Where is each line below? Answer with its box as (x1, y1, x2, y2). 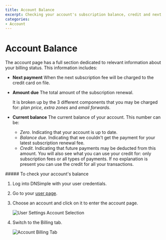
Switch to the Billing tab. (12, 219, 62, 225)
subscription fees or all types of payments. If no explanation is (19, 156, 148, 162)
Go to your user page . (12, 190, 58, 196)
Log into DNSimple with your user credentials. (12, 181, 107, 187)
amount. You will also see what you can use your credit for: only (19, 151, 152, 157)
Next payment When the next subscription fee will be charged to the (12, 75, 154, 81)
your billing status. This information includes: (5, 65, 98, 71)
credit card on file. (12, 80, 50, 86)
